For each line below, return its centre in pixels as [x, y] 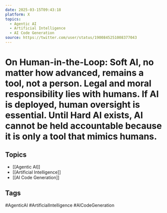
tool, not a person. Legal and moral [78, 84]
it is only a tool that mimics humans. [81, 136]
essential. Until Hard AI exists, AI [74, 115]
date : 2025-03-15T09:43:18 [33, 10]
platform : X [17, 14]
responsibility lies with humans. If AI [82, 94]
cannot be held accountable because [83, 126]
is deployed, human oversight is [73, 105]
